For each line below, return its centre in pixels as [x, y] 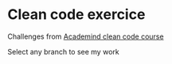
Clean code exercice [76, 15]
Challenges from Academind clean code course [86, 36]
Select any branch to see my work [64, 51]
